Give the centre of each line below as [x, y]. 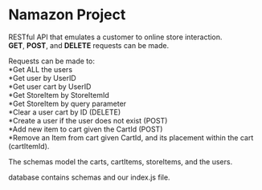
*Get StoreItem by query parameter [68, 103]
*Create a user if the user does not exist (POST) [88, 120]
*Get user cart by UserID [50, 87]
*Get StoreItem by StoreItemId [59, 95]
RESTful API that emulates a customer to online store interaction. [115, 37]
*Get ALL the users [41, 69]
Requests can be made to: [51, 61]
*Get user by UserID [42, 78]
